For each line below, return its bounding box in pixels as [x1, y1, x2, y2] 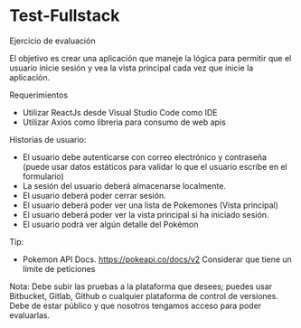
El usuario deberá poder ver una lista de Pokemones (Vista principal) [22, 200, 278, 211]
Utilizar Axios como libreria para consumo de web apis [22, 117, 226, 127]
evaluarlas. [9, 309, 51, 321]
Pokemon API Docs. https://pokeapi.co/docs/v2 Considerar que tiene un [22, 254, 292, 265]
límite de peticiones [22, 263, 96, 274]
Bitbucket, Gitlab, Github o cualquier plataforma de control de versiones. [9, 290, 278, 301]
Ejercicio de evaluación [9, 35, 96, 46]
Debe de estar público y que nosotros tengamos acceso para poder [9, 300, 262, 311]
